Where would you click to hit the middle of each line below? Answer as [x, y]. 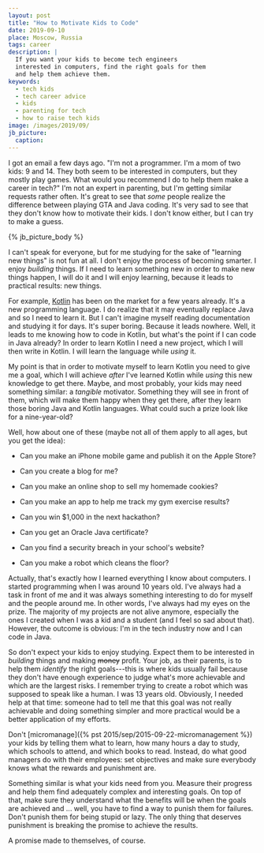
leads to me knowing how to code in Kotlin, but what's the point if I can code [132, 334]
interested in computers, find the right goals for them [111, 67]
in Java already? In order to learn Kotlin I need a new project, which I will [126, 342]
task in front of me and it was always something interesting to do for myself [131, 595]
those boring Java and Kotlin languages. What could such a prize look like [128, 408]
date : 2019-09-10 [37, 30]
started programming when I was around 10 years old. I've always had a [125, 586]
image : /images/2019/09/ [49, 125]
